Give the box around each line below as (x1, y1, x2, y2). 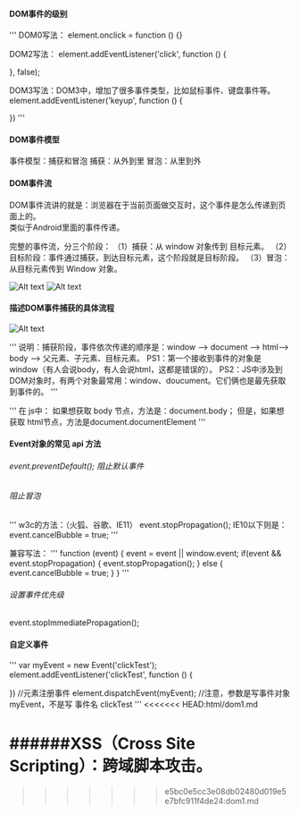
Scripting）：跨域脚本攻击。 (9, 756, 212, 776)
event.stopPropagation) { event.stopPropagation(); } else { (9, 558, 223, 569)
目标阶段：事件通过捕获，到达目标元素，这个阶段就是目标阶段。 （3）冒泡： (9, 251, 290, 263)
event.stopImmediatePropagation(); (9, 617, 140, 628)
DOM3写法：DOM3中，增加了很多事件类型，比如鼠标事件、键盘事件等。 (9, 85, 276, 96)
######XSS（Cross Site (9, 733, 196, 753)
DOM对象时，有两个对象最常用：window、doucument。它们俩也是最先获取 (9, 375, 287, 386)
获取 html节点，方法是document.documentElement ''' (9, 416, 206, 427)
